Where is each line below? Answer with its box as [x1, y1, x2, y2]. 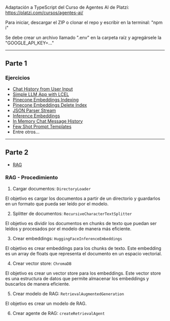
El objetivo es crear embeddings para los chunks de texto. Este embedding [5, 245, 162, 251]
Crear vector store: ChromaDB [12, 260, 72, 266]
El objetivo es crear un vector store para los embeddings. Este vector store [5, 270, 161, 276]
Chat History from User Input [12, 86, 73, 92]
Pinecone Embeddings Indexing [12, 96, 79, 102]
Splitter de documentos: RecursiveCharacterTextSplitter [12, 210, 133, 217]
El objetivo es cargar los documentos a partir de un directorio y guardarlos [5, 195, 160, 201]
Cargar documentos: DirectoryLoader [12, 185, 91, 191]
